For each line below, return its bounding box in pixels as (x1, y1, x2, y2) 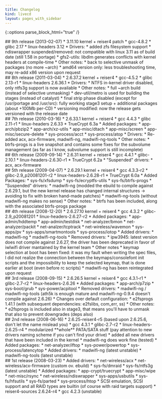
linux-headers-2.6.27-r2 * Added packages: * (39, 214, 132, 219)
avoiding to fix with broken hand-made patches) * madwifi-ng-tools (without (5, 193, 158, 199)
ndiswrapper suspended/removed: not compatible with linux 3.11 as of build (5, 49, 155, 55)
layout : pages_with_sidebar (5, 16, 62, 21)
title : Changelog (5, 7, 40, 12)
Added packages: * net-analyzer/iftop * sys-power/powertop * (5, 342, 130, 348)
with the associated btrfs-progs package (5, 203, 87, 209)
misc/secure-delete (5, 131, 44, 137)
